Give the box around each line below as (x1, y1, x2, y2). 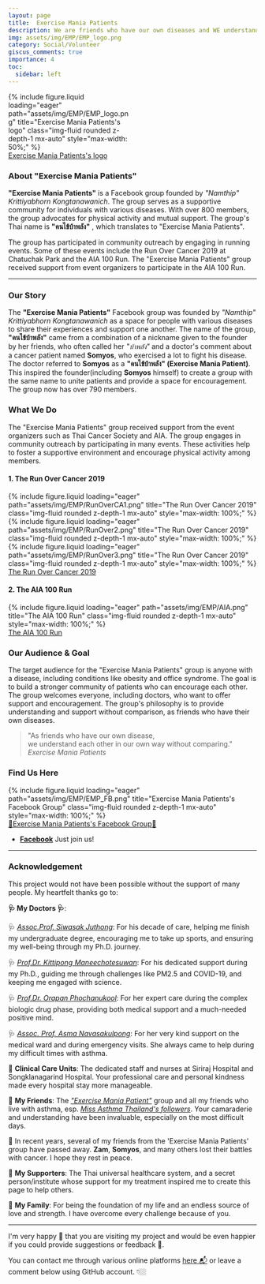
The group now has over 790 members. (8, 384, 136, 395)
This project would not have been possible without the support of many (8, 879, 241, 889)
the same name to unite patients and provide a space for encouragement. (8, 376, 247, 386)
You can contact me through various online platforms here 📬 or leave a (8, 1256, 242, 1265)
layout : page (8, 11, 51, 20)
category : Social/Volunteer (8, 41, 101, 49)
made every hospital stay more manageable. (8, 1080, 153, 1090)
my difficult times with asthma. (8, 1048, 108, 1058)
